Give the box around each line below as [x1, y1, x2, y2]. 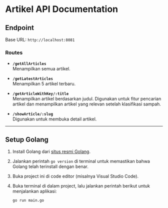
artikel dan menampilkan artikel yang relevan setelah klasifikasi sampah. [12, 101, 161, 107]
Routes [5, 49, 23, 56]
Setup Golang [5, 135, 49, 143]
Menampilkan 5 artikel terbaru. [12, 81, 76, 87]
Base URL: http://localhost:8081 [5, 36, 75, 42]
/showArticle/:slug [12, 111, 53, 117]
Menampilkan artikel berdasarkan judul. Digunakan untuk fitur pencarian [12, 96, 161, 102]
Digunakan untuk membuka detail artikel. [12, 116, 97, 122]
